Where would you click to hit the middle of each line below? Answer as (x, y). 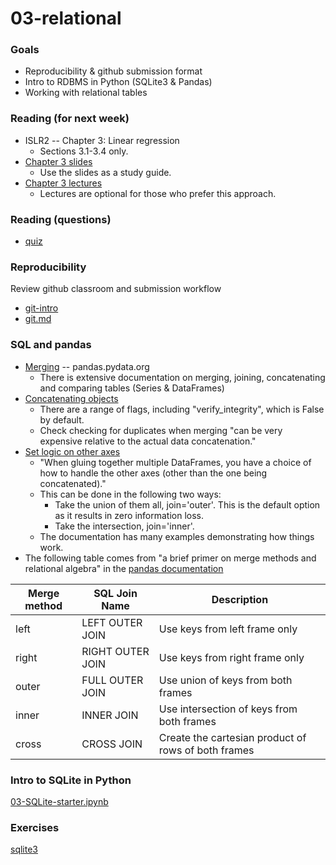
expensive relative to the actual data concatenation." (148, 441)
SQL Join (115, 593)
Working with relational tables (86, 93)
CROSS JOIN (112, 744)
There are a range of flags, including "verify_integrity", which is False (182, 409)
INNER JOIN (110, 715)
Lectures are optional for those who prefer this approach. (158, 193)
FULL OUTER (112, 680)
